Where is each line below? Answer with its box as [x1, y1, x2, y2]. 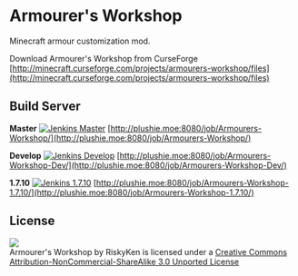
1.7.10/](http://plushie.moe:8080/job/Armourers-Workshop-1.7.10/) [9, 187, 254, 198]
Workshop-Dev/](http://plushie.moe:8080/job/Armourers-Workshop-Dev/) [9, 160, 288, 171]
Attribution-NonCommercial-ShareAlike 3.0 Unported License [9, 256, 240, 267]
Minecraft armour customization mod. [9, 35, 151, 46]
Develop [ [9, 150, 121, 161]
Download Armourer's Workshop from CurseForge [9, 53, 198, 64]
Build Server [9, 99, 81, 114]
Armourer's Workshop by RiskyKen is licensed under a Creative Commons [9, 246, 288, 257]
